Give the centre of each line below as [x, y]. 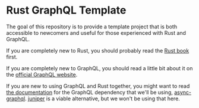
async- [183, 92]
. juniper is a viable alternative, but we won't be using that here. [102, 99]
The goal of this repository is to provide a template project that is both [91, 27]
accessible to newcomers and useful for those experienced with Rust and [96, 32]
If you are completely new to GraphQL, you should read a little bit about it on [99, 68]
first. [12, 57]
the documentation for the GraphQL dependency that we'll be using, [90, 92]
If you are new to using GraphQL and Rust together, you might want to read [98, 86]
